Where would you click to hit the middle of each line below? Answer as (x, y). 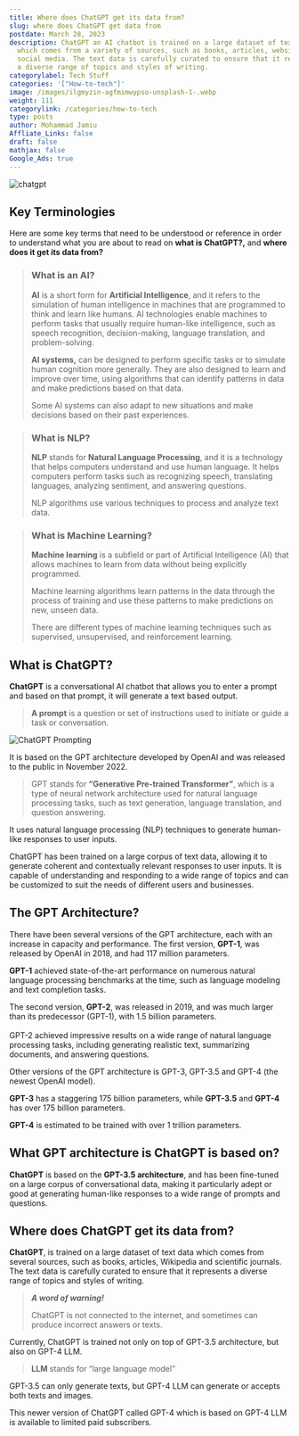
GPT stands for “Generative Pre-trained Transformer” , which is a (153, 784)
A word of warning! (68, 1298)
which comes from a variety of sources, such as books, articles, (143, 51)
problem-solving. (63, 342)
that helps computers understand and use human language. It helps (155, 466)
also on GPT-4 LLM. (46, 1351)
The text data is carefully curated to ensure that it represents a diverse (138, 1271)
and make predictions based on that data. (107, 388)
